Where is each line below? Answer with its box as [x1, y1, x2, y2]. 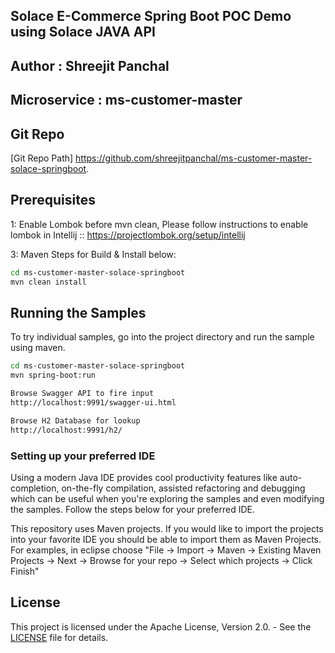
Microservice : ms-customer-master [10, 92, 243, 109]
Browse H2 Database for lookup [10, 415, 141, 426]
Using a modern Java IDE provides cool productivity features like [10, 471, 278, 483]
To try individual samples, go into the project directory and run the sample [10, 331, 315, 343]
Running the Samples [10, 304, 147, 321]
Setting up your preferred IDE [10, 449, 156, 463]
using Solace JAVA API [10, 24, 156, 41]
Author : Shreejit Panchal [10, 57, 170, 74]
